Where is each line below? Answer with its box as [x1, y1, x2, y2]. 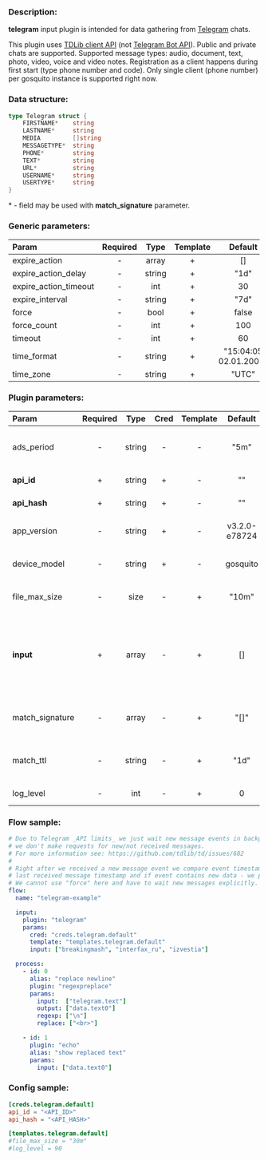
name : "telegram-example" [15, 894, 102, 902]
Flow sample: [8, 817, 61, 828]
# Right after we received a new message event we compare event [8, 865, 230, 873]
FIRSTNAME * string [22, 119, 94, 128]
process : [15, 960, 45, 968]
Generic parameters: [8, 220, 91, 232]
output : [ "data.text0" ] [37, 1004, 116, 1012]
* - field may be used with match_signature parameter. [8, 200, 190, 210]
